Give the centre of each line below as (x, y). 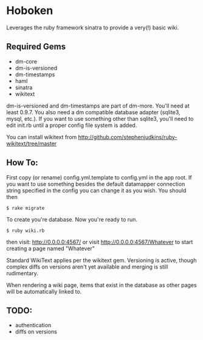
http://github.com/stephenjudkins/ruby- (128, 137)
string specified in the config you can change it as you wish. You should (96, 190)
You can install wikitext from (42, 137)
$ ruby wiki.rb (26, 230)
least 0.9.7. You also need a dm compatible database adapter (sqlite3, (93, 112)
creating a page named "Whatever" (51, 248)
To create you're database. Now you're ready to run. (72, 219)
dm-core (26, 61)
